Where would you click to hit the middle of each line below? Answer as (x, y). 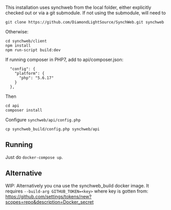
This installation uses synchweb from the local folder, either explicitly (78, 7)
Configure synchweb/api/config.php (43, 120)
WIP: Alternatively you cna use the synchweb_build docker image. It (77, 185)
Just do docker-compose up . (34, 157)
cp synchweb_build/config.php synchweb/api (53, 129)
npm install (18, 46)
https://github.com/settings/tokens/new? (49, 196)
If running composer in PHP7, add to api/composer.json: (64, 59)
